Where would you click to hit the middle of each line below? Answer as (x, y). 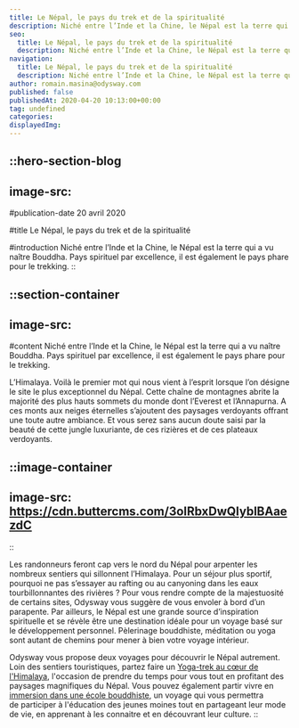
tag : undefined (37, 109)
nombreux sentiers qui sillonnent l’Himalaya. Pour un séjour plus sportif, (141, 573)
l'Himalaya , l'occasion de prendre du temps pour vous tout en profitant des (147, 676)
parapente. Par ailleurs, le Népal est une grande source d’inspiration (134, 611)
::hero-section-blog (65, 161)
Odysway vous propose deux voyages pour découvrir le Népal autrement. (145, 657)
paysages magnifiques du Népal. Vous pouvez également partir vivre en (141, 685)
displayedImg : (36, 126)
